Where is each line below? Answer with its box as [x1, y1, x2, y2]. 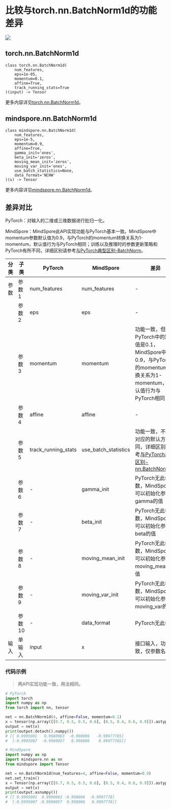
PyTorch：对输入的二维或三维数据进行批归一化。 [5, 218, 107, 224]
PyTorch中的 [134, 333, 165, 340]
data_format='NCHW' [14, 172, 56, 178]
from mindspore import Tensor [5, 762, 70, 767]
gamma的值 [134, 498, 163, 505]
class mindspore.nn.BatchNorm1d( [5, 128, 76, 133]
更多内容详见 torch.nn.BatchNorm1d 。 [5, 99, 83, 105]
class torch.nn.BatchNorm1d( [5, 62, 67, 68]
